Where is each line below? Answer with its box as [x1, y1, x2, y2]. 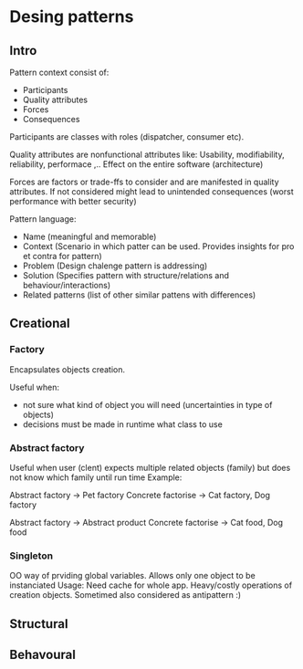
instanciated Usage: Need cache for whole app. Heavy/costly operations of [9, 580, 293, 591]
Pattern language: [9, 214, 77, 225]
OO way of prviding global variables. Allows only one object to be [9, 570, 256, 581]
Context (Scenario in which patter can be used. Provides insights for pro [22, 241, 295, 252]
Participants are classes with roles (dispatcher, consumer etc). [9, 131, 245, 142]
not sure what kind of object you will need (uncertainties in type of [22, 399, 273, 410]
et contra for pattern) [22, 251, 102, 261]
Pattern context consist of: [9, 67, 110, 78]
